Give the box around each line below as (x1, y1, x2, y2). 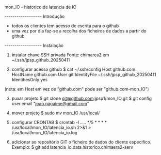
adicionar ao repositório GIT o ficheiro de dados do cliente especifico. (11, 139, 151, 145)
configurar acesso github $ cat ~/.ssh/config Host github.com (11, 66, 136, 72)
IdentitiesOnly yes (11, 77, 48, 82)
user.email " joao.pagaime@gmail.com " (11, 101, 89, 106)
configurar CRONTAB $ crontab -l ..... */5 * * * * (11, 120, 107, 125)
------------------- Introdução (4, 14, 65, 19)
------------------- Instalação (4, 43, 64, 48)
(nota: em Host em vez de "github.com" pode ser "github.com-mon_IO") (4, 86, 149, 92)
